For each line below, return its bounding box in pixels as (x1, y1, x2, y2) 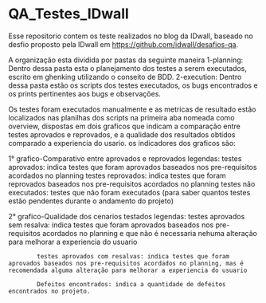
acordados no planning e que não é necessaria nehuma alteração (42, 228, 257, 238)
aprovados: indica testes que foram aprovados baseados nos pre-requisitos (8, 162, 257, 171)
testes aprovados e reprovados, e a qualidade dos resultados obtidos (8, 129, 236, 140)
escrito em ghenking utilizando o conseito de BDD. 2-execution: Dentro (8, 72, 242, 81)
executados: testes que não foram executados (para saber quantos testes (8, 187, 251, 197)
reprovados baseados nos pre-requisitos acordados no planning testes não (8, 179, 256, 188)
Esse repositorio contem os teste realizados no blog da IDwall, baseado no (8, 31, 253, 41)
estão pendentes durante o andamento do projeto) (8, 196, 174, 206)
